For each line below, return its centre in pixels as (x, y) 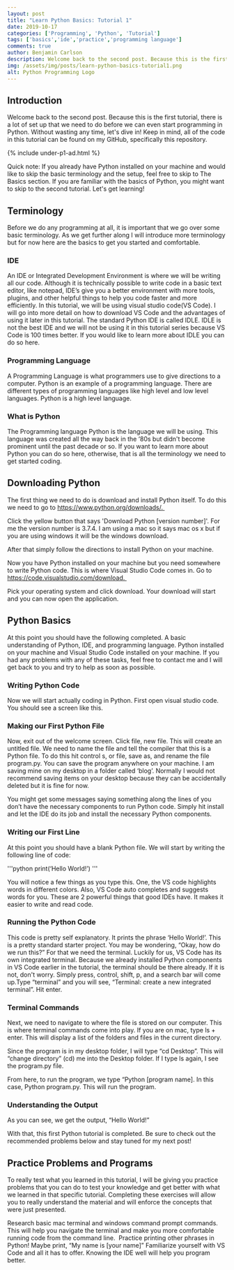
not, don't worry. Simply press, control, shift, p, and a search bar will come (114, 975)
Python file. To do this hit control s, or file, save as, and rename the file (108, 756)
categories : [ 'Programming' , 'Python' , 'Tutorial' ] (84, 33)
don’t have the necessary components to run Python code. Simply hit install (116, 807)
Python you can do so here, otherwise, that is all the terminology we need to (117, 454)
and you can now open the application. (63, 599)
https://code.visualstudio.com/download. (66, 578)
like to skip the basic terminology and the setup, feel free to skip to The (109, 174)
